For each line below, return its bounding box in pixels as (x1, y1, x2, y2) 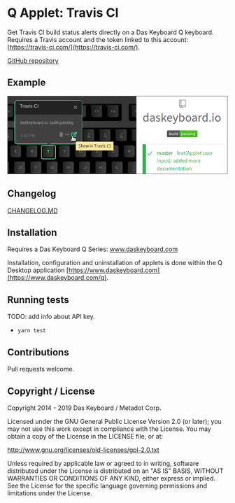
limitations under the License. (7, 488, 92, 497)
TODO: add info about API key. (7, 313, 96, 321)
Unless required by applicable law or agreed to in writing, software (7, 459, 199, 467)
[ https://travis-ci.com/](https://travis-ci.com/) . (7, 43, 140, 51)
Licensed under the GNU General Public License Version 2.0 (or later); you (7, 417, 222, 425)
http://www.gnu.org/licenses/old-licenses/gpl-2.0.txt (7, 446, 159, 454)
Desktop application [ (7, 266, 69, 274)
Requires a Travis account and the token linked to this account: (7, 35, 189, 43)
